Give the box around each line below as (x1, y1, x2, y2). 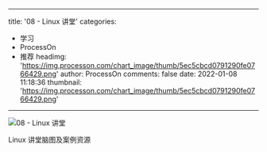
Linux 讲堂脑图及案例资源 (8, 135, 91, 144)
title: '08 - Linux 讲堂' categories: (8, 17, 117, 26)
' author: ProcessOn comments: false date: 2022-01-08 (56, 69, 238, 78)
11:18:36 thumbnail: (19, 78, 82, 87)
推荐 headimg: (19, 52, 68, 61)
